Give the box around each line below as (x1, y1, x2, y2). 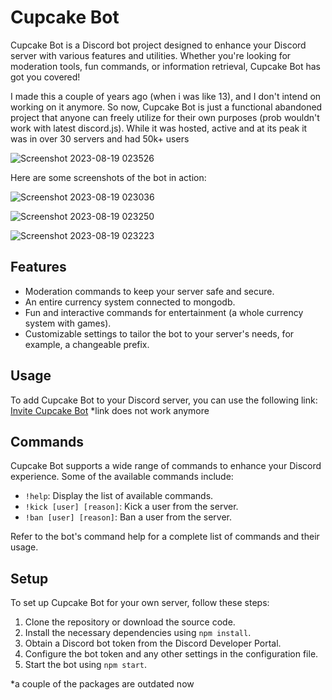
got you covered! (10, 71, 81, 83)
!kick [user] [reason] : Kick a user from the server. (24, 501, 239, 513)
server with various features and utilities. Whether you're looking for (10, 49, 292, 61)
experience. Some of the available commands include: (10, 471, 234, 483)
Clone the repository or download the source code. (24, 616, 236, 628)
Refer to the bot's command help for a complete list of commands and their (10, 531, 320, 543)
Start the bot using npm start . (24, 659, 148, 671)
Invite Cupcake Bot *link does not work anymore (10, 404, 210, 416)
